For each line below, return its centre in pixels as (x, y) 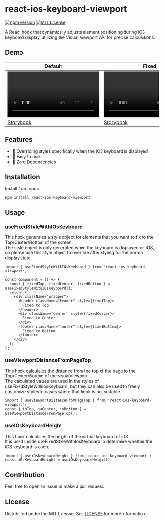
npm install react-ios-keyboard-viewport (48, 198)
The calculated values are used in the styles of (52, 381)
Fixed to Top (36, 305)
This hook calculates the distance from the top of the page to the (70, 371)
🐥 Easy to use (26, 156)
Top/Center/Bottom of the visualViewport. (47, 376)
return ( (18, 292)
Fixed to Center (39, 318)
